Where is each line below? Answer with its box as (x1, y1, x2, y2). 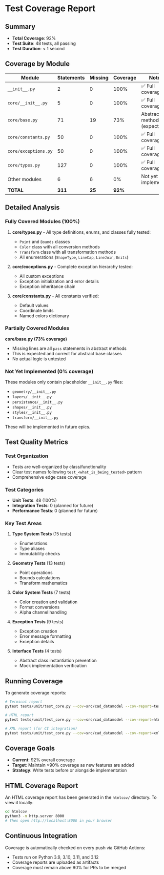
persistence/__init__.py (12, 400, 63, 405)
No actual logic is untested (12, 356, 66, 362)
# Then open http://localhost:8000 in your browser (5, 818, 112, 823)
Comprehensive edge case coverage (12, 474, 87, 480)
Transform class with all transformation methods (19, 249, 116, 255)
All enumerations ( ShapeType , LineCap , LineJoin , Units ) (19, 254, 129, 260)
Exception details (19, 639, 55, 645)
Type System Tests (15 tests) (12, 531, 72, 537)
